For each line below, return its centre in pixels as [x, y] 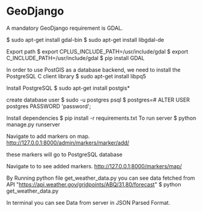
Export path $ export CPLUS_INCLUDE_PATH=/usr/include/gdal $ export [97, 51]
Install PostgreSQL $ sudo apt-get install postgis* [68, 88]
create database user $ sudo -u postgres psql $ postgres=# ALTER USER [98, 100]
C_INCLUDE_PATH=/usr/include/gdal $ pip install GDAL [75, 58]
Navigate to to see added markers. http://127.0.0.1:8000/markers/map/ [94, 166]
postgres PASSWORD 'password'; [49, 106]
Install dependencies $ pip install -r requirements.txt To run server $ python [101, 118]
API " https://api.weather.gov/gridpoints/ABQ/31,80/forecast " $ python [94, 184]
